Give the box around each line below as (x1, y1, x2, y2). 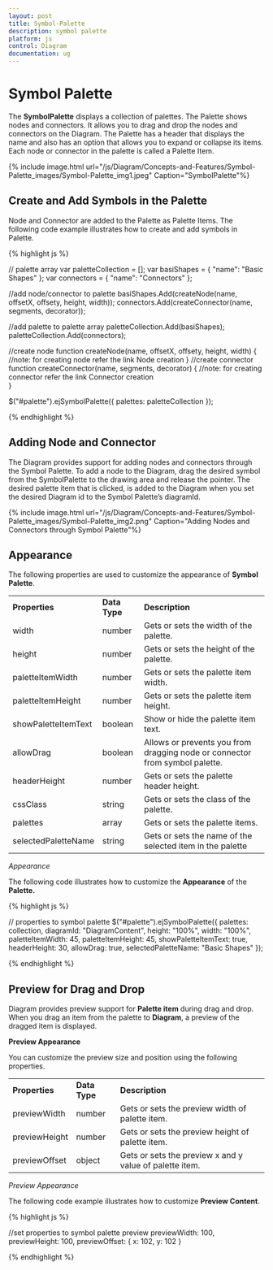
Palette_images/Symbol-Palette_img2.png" (8, 516, 153, 526)
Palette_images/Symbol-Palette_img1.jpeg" (8, 170, 153, 180)
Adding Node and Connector (8, 436, 157, 449)
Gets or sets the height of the (143, 644, 255, 655)
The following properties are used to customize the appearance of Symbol (8, 570, 258, 579)
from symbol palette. (143, 757, 223, 769)
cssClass (12, 799, 47, 810)
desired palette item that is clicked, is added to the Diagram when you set (8, 483, 254, 492)
